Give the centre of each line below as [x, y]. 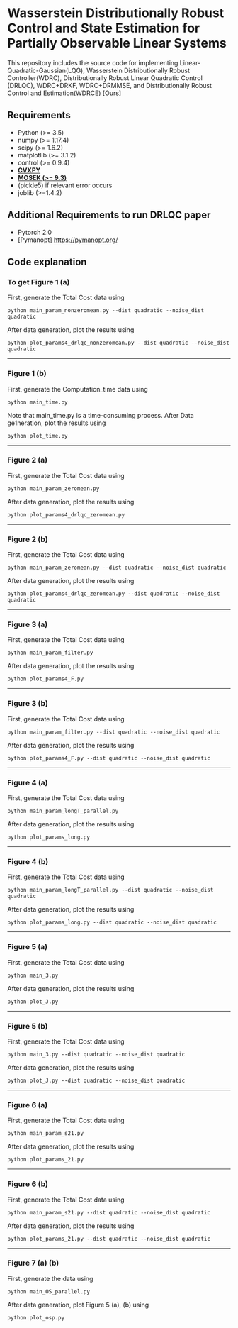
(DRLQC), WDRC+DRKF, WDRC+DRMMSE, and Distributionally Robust [110, 85]
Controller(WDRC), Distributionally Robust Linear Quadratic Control [105, 78]
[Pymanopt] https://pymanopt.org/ [68, 240]
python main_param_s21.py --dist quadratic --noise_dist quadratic [109, 1212]
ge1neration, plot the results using [57, 423]
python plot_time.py [38, 436]
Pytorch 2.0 [34, 232]
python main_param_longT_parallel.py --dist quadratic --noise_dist [110, 890]
